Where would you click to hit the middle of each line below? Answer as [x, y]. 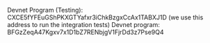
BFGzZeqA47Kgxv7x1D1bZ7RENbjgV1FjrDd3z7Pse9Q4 [86, 32]
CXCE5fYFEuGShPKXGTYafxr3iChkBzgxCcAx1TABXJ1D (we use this [105, 17]
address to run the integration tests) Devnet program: [83, 25]
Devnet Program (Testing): [45, 10]
